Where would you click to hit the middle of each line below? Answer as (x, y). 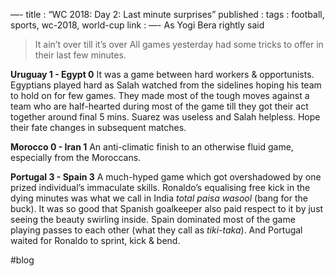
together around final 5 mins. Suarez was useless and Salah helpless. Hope (165, 117)
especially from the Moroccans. (76, 157)
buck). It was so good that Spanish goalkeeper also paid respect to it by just (167, 208)
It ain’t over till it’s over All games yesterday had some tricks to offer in (179, 44)
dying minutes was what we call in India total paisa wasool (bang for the (159, 198)
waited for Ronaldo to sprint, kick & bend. (95, 240)
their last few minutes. (80, 55)
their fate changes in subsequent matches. (98, 127)
